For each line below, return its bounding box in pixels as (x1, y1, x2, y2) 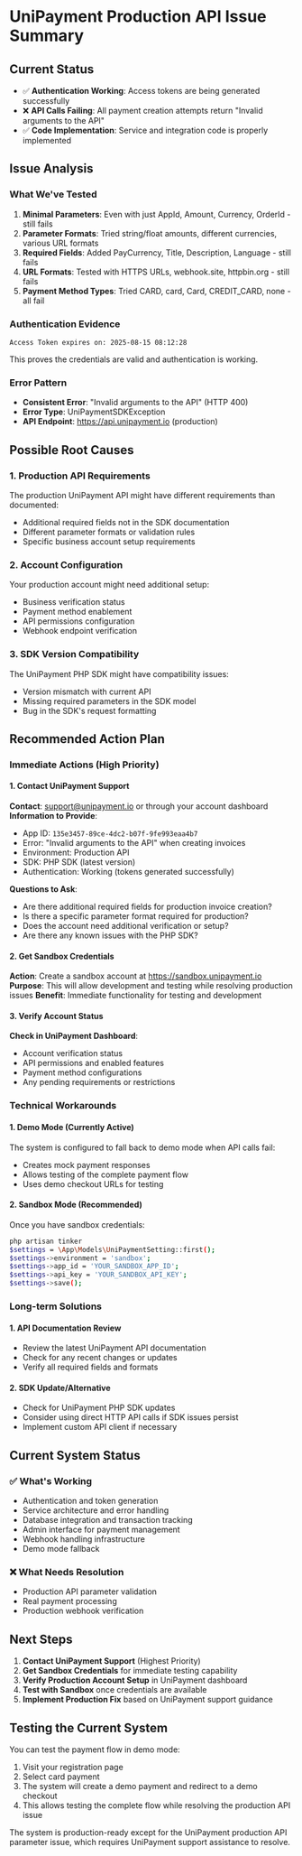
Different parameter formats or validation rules (22, 526, 196, 537)
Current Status (9, 61, 95, 77)
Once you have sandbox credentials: (9, 1219, 146, 1230)
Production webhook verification (22, 1605, 144, 1617)
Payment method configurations (22, 1067, 142, 1078)
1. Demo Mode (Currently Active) (9, 1122, 135, 1132)
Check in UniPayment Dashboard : (9, 1031, 138, 1042)
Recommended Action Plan (9, 731, 165, 747)
